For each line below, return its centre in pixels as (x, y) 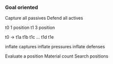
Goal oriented (22, 7)
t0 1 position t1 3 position (30, 28)
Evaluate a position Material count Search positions (57, 56)
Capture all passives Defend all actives (44, 18)
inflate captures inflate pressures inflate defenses (55, 47)
